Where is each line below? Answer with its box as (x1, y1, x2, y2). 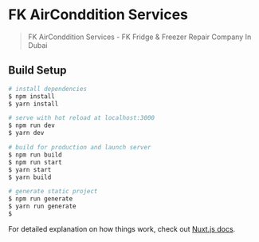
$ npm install (8, 92, 56, 101)
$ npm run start (8, 158, 62, 166)
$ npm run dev (8, 121, 56, 129)
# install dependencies (8, 85, 88, 93)
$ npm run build (8, 150, 62, 159)
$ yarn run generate (8, 202, 77, 211)
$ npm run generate (8, 195, 73, 203)
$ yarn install (8, 100, 59, 108)
